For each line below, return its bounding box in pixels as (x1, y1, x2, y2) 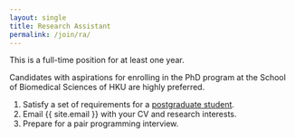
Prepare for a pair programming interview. (22, 118, 179, 129)
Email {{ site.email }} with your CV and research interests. (22, 109, 237, 120)
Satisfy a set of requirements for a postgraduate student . (22, 99, 235, 110)
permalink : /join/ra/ (9, 30, 91, 39)
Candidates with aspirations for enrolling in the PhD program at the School (9, 72, 287, 83)
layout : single (9, 13, 67, 23)
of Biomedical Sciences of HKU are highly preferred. (9, 82, 205, 93)
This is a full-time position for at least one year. (9, 55, 186, 66)
